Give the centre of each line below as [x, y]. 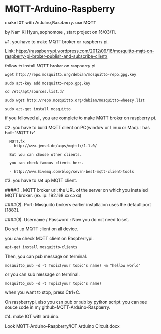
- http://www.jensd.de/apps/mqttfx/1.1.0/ [53, 146]
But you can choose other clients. [46, 154]
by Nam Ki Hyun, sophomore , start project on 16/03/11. [60, 32]
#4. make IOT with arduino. [32, 316]
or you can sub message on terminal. [42, 274]
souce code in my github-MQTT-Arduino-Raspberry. [58, 307]
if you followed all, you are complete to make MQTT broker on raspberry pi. [81, 118]
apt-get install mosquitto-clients [41, 247]
